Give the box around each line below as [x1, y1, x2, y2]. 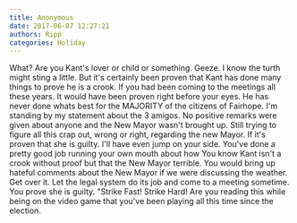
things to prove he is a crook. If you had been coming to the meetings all [9, 81, 276, 92]
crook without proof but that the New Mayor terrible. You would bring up [9, 158, 276, 168]
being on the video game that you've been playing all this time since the [9, 196, 275, 207]
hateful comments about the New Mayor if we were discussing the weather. [9, 167, 288, 178]
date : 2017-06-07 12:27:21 [9, 21, 110, 30]
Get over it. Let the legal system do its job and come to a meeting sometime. [9, 176, 290, 188]
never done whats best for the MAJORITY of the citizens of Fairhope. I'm [9, 100, 278, 112]
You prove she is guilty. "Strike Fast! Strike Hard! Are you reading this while [9, 186, 286, 197]
